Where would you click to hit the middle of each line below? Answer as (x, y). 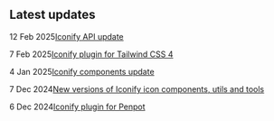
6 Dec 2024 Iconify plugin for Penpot (78, 107)
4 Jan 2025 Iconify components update (82, 71)
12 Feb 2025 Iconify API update (66, 36)
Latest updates (52, 15)
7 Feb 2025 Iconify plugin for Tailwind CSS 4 (91, 54)
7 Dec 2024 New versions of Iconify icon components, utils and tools (137, 88)
